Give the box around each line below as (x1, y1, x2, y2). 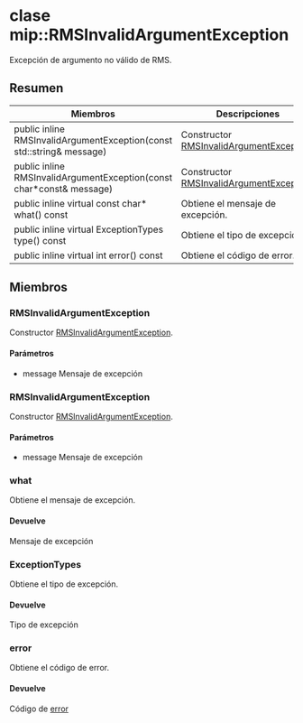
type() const (14, 234, 67, 246)
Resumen (9, 80, 64, 96)
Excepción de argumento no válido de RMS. (9, 54, 172, 65)
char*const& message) (14, 182, 114, 195)
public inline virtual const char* (14, 197, 147, 209)
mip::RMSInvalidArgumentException (9, 24, 289, 45)
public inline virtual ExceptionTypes (14, 223, 164, 236)
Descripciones (216, 107, 280, 120)
